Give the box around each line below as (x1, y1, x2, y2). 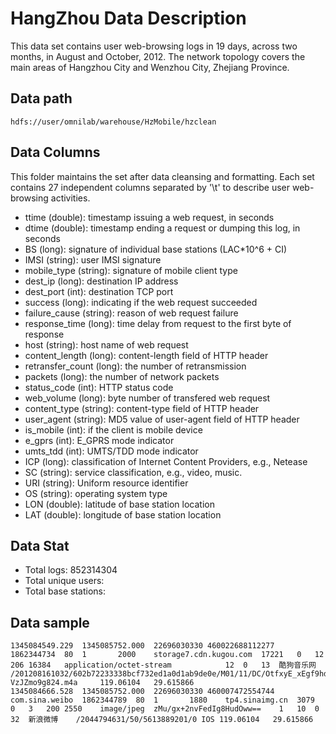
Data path (10, 90, 73, 107)
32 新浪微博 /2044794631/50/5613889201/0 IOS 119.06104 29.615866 (10, 715, 314, 725)
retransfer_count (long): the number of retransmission (24, 360, 247, 372)
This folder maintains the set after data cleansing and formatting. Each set (10, 170, 315, 182)
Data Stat (10, 537, 70, 554)
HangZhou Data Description (10, 7, 247, 30)
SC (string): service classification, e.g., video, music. (24, 466, 243, 478)
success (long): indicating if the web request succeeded (24, 296, 258, 308)
